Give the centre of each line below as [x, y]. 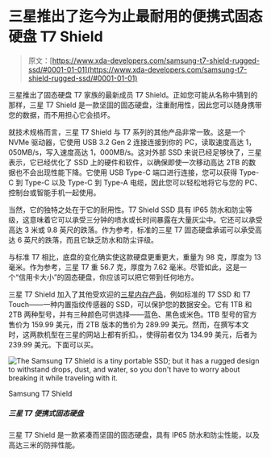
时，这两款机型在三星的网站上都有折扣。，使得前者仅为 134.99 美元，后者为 [133, 334]
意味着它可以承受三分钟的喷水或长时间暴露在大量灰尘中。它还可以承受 [146, 219]
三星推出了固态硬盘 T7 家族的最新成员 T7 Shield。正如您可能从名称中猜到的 [133, 94]
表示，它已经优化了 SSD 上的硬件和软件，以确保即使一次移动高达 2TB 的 [129, 162]
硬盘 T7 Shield [56, 37]
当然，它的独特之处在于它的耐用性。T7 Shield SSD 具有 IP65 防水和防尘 [127, 210]
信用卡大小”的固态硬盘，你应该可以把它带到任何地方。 [109, 277]
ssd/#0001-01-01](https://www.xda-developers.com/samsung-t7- [138, 69]
